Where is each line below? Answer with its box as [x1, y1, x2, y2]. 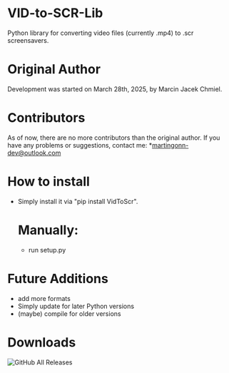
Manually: [17, 222, 78, 238]
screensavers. [7, 36, 49, 44]
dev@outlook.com [7, 148, 61, 157]
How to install [7, 173, 91, 190]
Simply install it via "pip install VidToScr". [17, 197, 138, 205]
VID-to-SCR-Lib [7, 5, 103, 21]
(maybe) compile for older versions [17, 309, 121, 318]
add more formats [17, 294, 71, 302]
